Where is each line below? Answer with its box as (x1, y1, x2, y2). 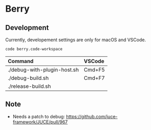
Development (5, 23, 49, 32)
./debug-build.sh (8, 75, 49, 81)
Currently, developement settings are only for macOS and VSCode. (5, 37, 146, 43)
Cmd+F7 (84, 75, 105, 81)
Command (8, 58, 34, 64)
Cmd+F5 (84, 67, 105, 73)
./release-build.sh (8, 83, 51, 89)
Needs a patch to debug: (12, 113, 65, 119)
